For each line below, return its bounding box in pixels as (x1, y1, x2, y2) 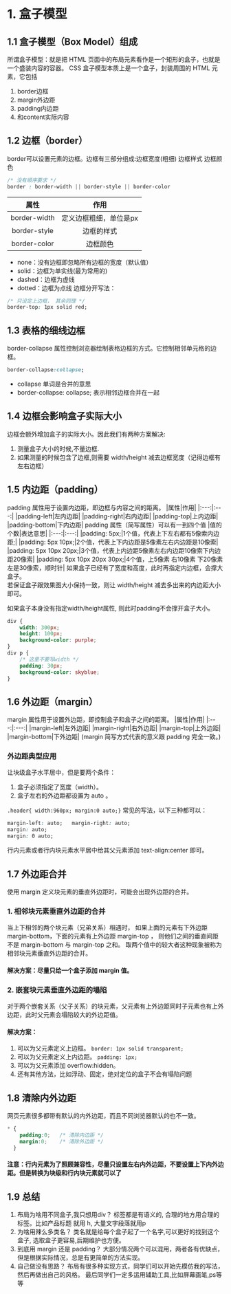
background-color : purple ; (19, 637, 97, 644)
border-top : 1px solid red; (7, 304, 88, 311)
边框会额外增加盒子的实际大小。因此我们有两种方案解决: (7, 430, 166, 438)
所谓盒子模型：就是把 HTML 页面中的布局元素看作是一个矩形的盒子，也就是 (7, 56, 221, 63)
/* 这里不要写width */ (19, 656, 79, 663)
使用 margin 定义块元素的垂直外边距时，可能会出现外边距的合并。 (7, 888, 193, 896)
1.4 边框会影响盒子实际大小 (7, 410, 122, 422)
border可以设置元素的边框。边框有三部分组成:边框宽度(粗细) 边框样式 (7, 154, 203, 162)
